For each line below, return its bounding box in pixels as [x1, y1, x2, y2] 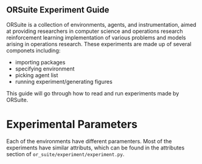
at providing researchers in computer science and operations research [6, 27, 184, 35]
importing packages [15, 58, 66, 66]
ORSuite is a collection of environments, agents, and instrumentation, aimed [6, 21, 197, 28]
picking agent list [15, 71, 58, 78]
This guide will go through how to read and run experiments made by [6, 89, 179, 97]
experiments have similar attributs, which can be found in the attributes [6, 144, 185, 151]
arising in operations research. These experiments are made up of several [6, 40, 192, 47]
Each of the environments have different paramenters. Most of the [6, 137, 172, 145]
